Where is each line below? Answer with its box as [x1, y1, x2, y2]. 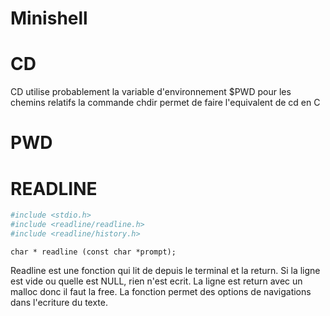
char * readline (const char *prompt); [10, 247, 177, 257]
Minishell [10, 7, 88, 30]
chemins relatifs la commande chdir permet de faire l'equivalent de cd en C [10, 97, 321, 109]
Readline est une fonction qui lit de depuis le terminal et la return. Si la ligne [10, 264, 321, 276]
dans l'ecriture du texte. [10, 296, 109, 308]
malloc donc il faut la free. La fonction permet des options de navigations [10, 285, 312, 297]
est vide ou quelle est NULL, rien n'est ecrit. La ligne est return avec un [10, 275, 303, 287]
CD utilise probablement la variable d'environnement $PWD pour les [10, 86, 292, 98]
